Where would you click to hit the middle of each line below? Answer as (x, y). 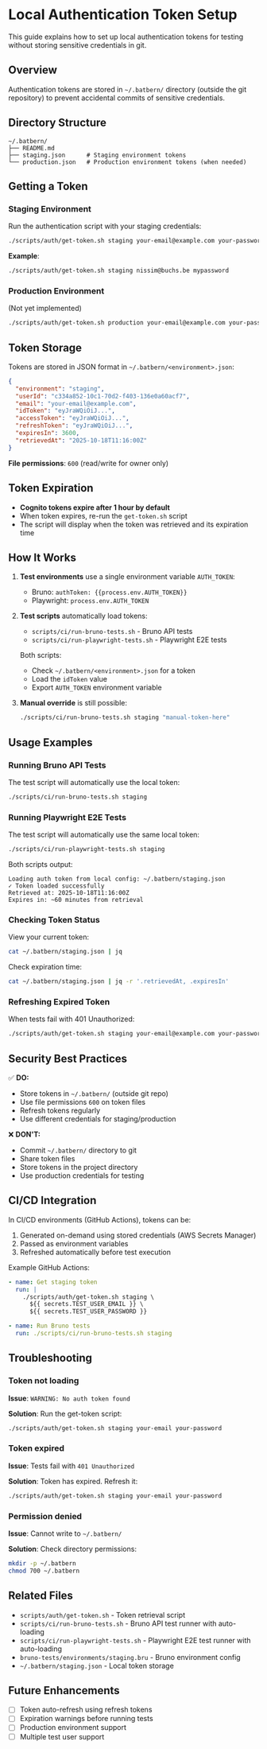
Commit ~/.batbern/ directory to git (78, 1150)
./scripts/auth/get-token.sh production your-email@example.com (117, 323)
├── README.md (32, 148)
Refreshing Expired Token (59, 1001)
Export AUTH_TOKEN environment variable (97, 688)
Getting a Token (48, 186)
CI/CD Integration (52, 1201)
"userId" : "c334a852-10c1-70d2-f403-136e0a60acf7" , (103, 396)
